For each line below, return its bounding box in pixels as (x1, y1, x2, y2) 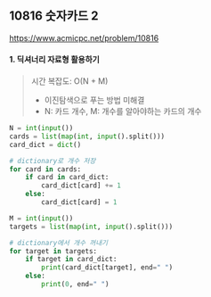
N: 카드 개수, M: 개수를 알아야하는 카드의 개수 (44, 106, 202, 117)
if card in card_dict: (25, 173, 110, 182)
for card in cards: (9, 164, 82, 174)
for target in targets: (9, 246, 98, 256)
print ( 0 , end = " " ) (41, 280, 110, 289)
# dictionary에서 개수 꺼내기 (9, 238, 109, 247)
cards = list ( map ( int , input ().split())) (9, 132, 166, 141)
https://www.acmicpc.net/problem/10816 (9, 32, 159, 43)
